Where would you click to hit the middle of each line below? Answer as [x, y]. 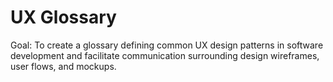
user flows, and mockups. [63, 66]
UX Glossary [63, 17]
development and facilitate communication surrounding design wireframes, [165, 55]
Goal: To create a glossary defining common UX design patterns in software [167, 45]
